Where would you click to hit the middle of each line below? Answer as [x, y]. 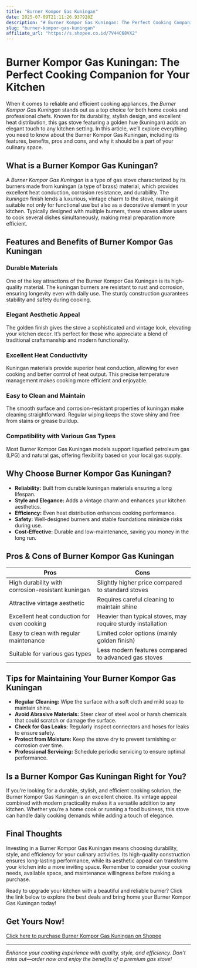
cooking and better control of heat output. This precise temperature [88, 374]
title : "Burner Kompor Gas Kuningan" [52, 11]
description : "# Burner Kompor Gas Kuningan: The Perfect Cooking [89, 22]
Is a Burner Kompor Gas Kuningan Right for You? [96, 776]
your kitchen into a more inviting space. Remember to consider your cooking [98, 866]
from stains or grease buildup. [43, 421]
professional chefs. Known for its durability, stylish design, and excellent [94, 116]
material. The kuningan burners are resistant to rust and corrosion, [104, 287]
